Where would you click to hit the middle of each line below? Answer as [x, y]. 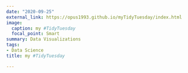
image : [14, 23]
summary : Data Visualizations [44, 39]
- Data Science [25, 50]
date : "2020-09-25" [30, 12]
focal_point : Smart [36, 34]
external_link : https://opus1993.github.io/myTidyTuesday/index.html [94, 17]
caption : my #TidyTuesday [44, 28]
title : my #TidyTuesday [36, 56]
